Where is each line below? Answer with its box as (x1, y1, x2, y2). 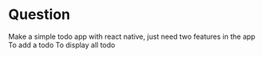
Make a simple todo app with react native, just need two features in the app (8, 32, 256, 41)
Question (8, 6, 70, 24)
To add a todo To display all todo (8, 40, 116, 49)
